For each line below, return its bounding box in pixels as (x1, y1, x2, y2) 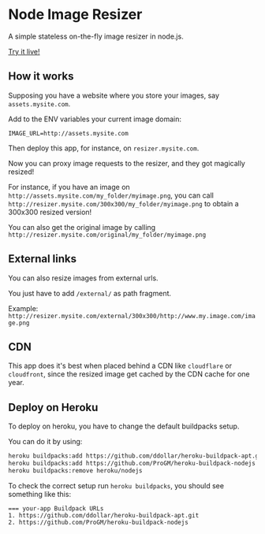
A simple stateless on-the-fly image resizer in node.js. (8, 32, 184, 41)
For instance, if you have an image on (8, 182, 130, 191)
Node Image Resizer (8, 6, 143, 24)
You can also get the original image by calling (8, 222, 156, 232)
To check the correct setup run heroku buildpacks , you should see (8, 480, 225, 490)
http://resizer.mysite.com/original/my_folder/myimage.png (8, 231, 207, 239)
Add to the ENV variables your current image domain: (8, 114, 182, 124)
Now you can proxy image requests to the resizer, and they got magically (8, 158, 246, 168)
